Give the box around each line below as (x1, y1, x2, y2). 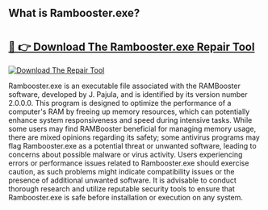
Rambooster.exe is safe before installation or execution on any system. (8, 193, 244, 202)
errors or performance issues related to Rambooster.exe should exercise (8, 158, 249, 168)
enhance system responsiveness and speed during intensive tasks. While (8, 115, 253, 124)
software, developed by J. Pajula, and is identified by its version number (8, 90, 248, 99)
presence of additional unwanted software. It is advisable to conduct (8, 175, 237, 185)
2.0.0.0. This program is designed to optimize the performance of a (8, 99, 232, 107)
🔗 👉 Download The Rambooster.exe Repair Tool (8, 40, 255, 53)
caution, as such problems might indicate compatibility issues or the (8, 167, 236, 176)
